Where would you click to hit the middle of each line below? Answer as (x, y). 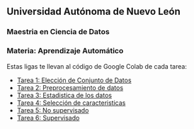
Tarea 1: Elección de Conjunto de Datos (74, 80)
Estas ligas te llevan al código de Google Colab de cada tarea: (97, 66)
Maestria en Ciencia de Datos (58, 32)
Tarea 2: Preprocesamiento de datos (70, 87)
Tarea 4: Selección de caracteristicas (71, 103)
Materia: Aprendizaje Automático (65, 51)
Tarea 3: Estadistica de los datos (64, 95)
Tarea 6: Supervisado (48, 118)
